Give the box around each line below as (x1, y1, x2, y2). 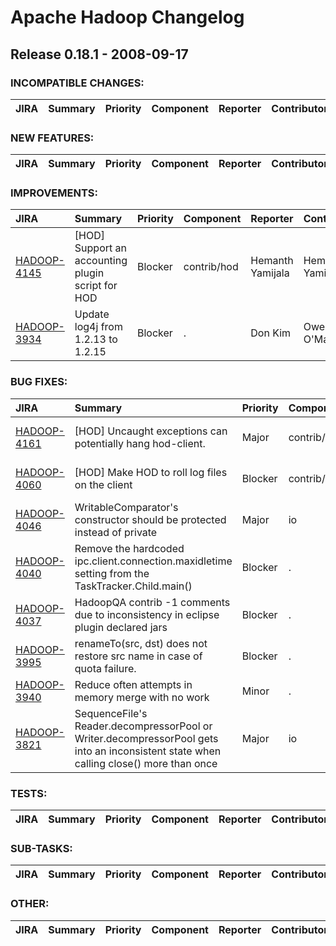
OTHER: (10, 897, 50, 911)
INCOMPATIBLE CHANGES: (10, 76, 145, 90)
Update (74, 307, 110, 321)
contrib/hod (183, 260, 239, 274)
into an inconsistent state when (74, 744, 222, 758)
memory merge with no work (74, 690, 210, 704)
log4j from (74, 320, 123, 334)
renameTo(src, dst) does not (74, 636, 208, 650)
